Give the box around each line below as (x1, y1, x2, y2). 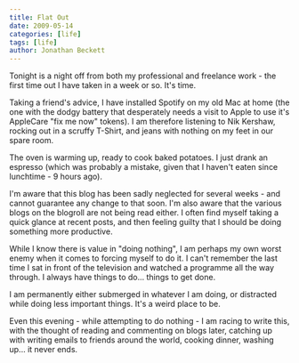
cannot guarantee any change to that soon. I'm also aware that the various (9, 198, 282, 209)
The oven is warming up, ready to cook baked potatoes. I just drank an (9, 152, 269, 163)
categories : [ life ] (9, 29, 82, 38)
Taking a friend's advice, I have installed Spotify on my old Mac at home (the (9, 97, 290, 108)
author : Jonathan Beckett (9, 46, 105, 55)
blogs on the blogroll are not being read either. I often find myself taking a (9, 207, 279, 218)
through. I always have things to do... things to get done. (9, 272, 216, 283)
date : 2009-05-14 (9, 21, 74, 30)
